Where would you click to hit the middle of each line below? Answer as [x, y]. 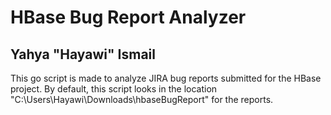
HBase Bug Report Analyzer [128, 17]
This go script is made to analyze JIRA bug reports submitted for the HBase [166, 78]
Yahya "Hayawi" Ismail [83, 54]
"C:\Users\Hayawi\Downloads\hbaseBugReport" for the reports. [142, 99]
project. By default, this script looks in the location [114, 89]
